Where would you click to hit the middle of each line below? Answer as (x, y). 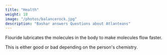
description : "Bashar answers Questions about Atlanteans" (68, 24)
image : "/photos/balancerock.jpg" (41, 19)
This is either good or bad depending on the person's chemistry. (71, 47)
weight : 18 (16, 14)
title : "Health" (22, 10)
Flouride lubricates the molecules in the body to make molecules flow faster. (84, 38)
